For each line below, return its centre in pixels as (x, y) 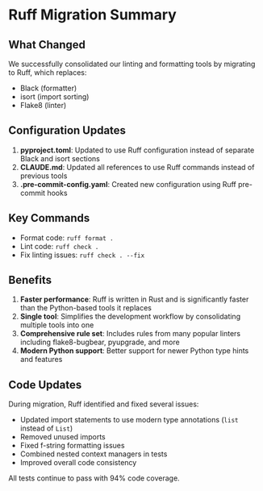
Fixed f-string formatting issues (72, 446)
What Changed (47, 45)
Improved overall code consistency (78, 463)
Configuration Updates (67, 131)
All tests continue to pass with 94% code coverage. (94, 478)
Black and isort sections (60, 158)
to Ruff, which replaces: (48, 73)
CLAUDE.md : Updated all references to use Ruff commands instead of (137, 167)
